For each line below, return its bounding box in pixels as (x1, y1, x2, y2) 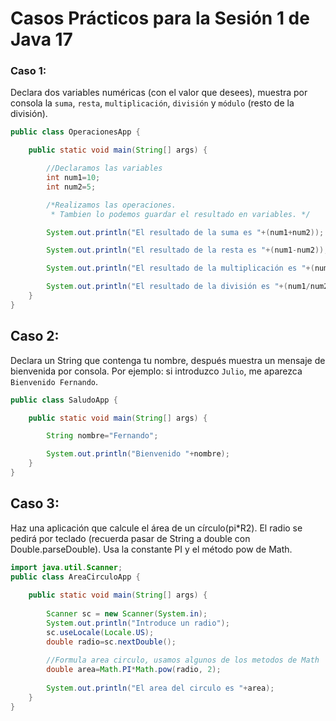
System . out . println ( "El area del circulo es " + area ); (46, 683, 275, 694)
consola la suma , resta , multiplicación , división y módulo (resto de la (10, 97, 295, 109)
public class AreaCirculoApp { (10, 572, 141, 582)
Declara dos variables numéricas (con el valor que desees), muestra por (10, 87, 308, 99)
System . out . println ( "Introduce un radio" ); (46, 618, 230, 628)
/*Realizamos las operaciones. (46, 200, 177, 210)
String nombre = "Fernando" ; (46, 431, 159, 441)
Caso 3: (10, 495, 60, 512)
